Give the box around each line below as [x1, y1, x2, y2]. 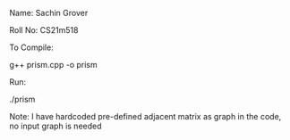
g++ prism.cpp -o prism [9, 60, 98, 70]
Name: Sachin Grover [9, 8, 89, 18]
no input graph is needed [9, 120, 102, 131]
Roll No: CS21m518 [9, 25, 79, 35]
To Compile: [9, 42, 54, 53]
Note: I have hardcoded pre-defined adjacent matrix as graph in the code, [9, 111, 282, 121]
